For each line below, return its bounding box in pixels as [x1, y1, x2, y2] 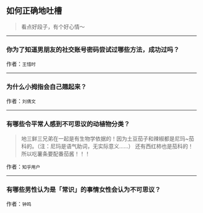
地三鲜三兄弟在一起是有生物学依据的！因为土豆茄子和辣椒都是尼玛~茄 [21, 135, 195, 142]
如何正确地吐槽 [6, 5, 62, 16]
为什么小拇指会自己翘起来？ [6, 83, 87, 91]
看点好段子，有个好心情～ [21, 23, 85, 30]
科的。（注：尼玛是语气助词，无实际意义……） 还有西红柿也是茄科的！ [21, 142, 193, 150]
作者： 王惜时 [6, 60, 36, 68]
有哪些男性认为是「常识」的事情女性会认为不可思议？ [6, 185, 161, 194]
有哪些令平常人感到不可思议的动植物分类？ [6, 120, 130, 129]
